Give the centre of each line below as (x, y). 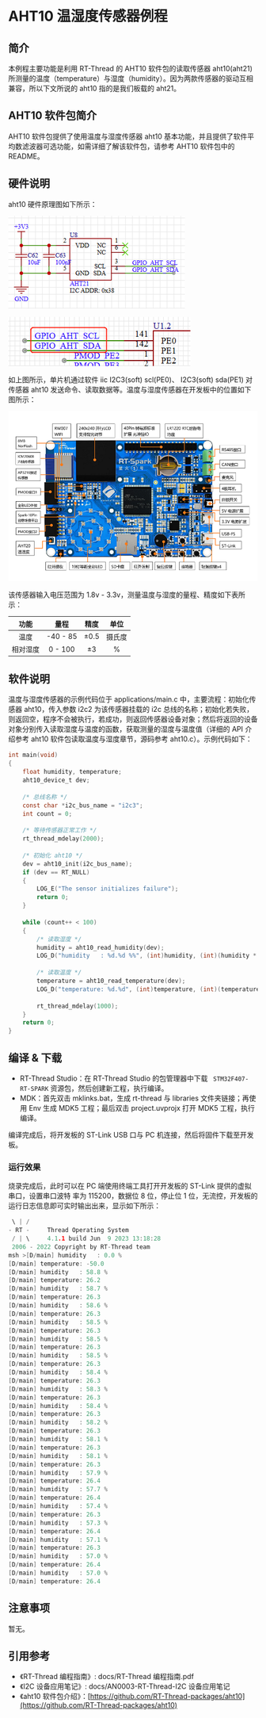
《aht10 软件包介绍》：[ (55, 1697)
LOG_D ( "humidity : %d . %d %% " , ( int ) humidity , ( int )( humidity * (147, 956)
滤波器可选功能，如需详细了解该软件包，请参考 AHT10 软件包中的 (128, 146)
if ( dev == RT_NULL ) (56, 872)
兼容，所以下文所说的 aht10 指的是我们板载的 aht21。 (95, 88)
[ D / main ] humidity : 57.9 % (58, 1473)
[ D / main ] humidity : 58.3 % (58, 1389)
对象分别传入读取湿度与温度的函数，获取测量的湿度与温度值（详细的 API (126, 729)
